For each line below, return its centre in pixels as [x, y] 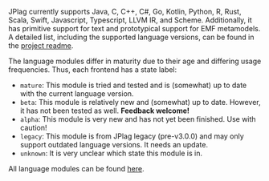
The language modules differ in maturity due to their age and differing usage [135, 61]
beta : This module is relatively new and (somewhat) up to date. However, [140, 102]
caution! [33, 128]
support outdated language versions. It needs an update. [114, 145]
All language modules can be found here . [76, 169]
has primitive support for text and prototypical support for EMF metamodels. [134, 28]
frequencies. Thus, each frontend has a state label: [93, 70]
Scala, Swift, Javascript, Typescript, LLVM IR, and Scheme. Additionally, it [130, 20]
